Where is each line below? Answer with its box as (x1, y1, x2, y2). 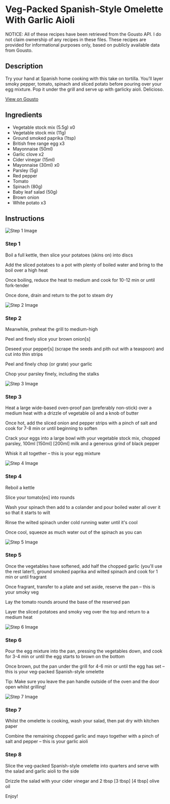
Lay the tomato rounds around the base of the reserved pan (5, 599, 130, 605)
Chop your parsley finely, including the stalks (5, 371, 100, 377)
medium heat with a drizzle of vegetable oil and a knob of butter (5, 410, 139, 416)
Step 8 (5, 751, 22, 758)
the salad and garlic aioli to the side (5, 768, 79, 774)
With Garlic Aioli (5, 14, 75, 26)
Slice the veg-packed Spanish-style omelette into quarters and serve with (5, 762, 159, 769)
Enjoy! (5, 793, 19, 799)
